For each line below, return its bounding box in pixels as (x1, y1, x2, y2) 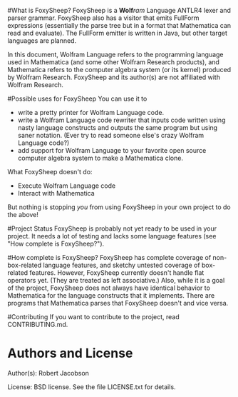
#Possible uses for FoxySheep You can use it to (7, 94, 148, 103)
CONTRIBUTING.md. (7, 321, 68, 328)
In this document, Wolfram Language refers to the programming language (7, 50, 224, 59)
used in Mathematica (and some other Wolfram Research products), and (7, 58, 219, 66)
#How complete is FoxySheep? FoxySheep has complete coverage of (7, 253, 212, 261)
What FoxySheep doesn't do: (7, 168, 93, 176)
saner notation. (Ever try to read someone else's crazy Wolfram (17, 131, 205, 139)
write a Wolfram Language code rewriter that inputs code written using (17, 116, 226, 124)
